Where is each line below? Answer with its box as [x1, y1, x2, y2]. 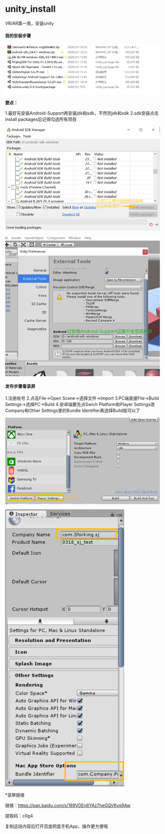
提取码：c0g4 [5, 813, 33, 819]
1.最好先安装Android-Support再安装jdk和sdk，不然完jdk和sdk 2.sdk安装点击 [5, 110, 159, 116]
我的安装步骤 [5, 32, 31, 38]
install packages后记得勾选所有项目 [5, 117, 77, 123]
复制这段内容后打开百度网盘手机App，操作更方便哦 [5, 823, 108, 829]
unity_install [5, 3, 56, 15]
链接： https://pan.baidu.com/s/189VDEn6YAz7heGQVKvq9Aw [5, 802, 131, 808]
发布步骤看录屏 [5, 383, 35, 389]
